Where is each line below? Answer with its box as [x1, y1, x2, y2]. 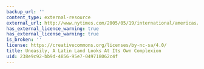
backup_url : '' [6, 8, 45, 15]
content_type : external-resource [6, 14, 91, 20]
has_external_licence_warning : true [6, 25, 99, 32]
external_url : [6, 20, 42, 26]
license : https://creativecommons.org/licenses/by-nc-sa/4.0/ [6, 43, 167, 49]
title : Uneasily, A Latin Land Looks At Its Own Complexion [6, 48, 162, 54]
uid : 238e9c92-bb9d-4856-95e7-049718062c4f [6, 53, 118, 59]
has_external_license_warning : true [6, 31, 99, 37]
